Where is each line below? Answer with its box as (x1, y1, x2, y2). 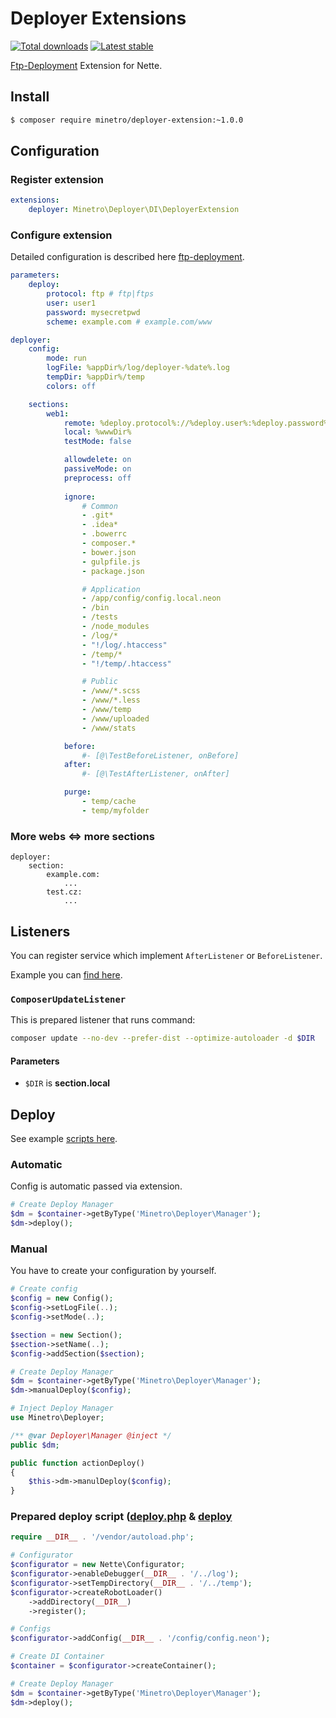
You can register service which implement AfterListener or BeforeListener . (10, 949, 323, 961)
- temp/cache (81, 797, 137, 807)
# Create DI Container (10, 1652, 105, 1662)
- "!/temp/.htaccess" (81, 658, 172, 669)
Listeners (10, 923, 71, 940)
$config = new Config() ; (10, 1293, 114, 1304)
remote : (63, 418, 97, 428)
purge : (63, 787, 92, 797)
